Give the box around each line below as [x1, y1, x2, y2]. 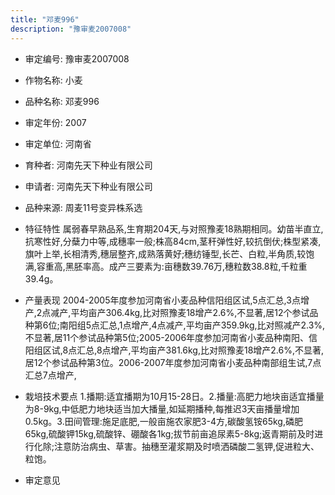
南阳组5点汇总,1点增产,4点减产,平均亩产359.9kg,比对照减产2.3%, [59, 319, 326, 331]
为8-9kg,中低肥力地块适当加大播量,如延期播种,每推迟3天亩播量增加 [24, 402, 300, 415]
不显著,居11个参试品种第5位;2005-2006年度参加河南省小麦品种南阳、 [24, 331, 310, 343]
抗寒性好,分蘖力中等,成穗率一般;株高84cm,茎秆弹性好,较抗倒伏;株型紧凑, [24, 235, 322, 247]
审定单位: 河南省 [24, 137, 92, 150]
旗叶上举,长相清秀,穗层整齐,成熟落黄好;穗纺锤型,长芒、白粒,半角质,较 [24, 247, 307, 260]
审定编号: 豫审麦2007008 [24, 52, 130, 65]
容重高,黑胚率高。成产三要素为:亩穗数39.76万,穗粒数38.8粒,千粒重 [36, 260, 308, 272]
